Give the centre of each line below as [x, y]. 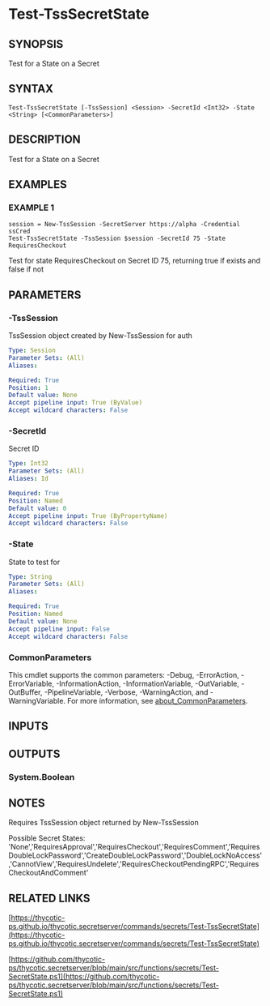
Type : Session [32, 350]
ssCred [19, 232]
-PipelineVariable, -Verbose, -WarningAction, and [126, 692]
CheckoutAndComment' [49, 873]
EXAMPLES [38, 184]
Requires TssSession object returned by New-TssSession [104, 823]
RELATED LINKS [49, 898]
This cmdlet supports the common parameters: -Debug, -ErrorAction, [124, 674]
